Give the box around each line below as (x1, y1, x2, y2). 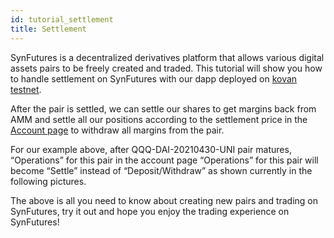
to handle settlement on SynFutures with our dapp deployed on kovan (10, 72, 298, 85)
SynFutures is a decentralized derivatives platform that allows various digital (10, 51, 325, 63)
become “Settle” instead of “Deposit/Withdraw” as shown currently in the (10, 164, 313, 176)
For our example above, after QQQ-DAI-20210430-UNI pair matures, (10, 143, 292, 155)
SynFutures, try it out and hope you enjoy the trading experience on (10, 205, 290, 217)
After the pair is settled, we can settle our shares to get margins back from (10, 102, 317, 115)
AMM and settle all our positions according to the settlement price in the (10, 113, 308, 125)
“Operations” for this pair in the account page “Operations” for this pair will (10, 154, 319, 166)
